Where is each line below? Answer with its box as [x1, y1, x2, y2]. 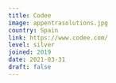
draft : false [8, 63, 52, 71]
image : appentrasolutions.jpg [8, 19, 109, 27]
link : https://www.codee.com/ [8, 33, 109, 42]
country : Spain [8, 26, 59, 34]
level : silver [8, 41, 56, 49]
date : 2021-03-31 [8, 56, 66, 64]
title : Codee [8, 11, 52, 20]
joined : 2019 [8, 48, 52, 56]
